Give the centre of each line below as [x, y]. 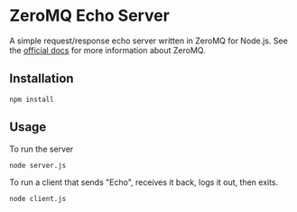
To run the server [42, 149]
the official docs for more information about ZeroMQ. [107, 50]
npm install [32, 99]
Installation [42, 79]
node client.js [38, 198]
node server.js [38, 165]
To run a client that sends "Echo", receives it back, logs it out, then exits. [144, 182]
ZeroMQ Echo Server [89, 16]
